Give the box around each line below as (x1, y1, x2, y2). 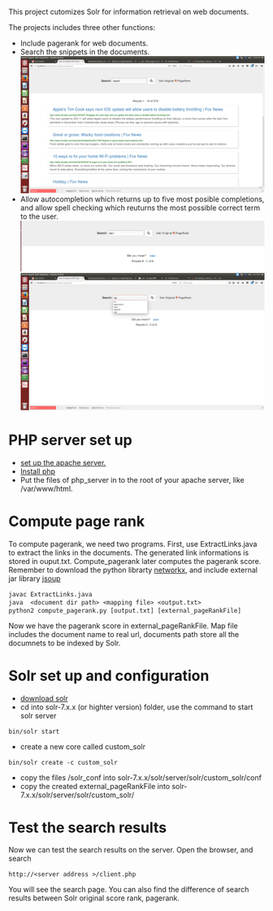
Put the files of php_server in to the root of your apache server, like (19, 475, 245, 484)
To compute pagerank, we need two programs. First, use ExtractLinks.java (8, 539, 258, 549)
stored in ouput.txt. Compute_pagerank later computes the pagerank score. (8, 556, 262, 566)
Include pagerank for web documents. (19, 38, 149, 48)
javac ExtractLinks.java (8, 590, 93, 598)
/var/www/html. (19, 484, 73, 493)
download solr (19, 693, 68, 703)
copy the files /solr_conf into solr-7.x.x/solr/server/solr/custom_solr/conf (19, 772, 262, 783)
